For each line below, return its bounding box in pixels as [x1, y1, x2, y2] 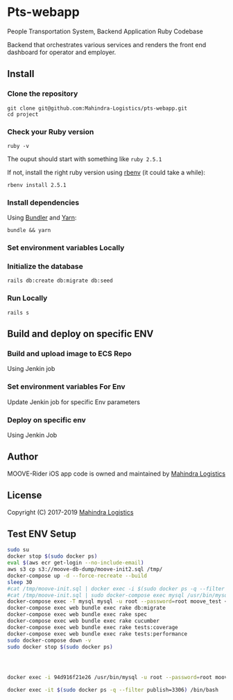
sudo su [7, 547, 30, 553]
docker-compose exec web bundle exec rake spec [7, 611, 148, 618]
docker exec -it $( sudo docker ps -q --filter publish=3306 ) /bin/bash [7, 687, 218, 694]
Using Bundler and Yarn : [7, 213, 77, 222]
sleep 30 [7, 578, 33, 585]
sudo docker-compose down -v [7, 637, 92, 644]
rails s [7, 309, 30, 316]
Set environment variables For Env [7, 382, 126, 392]
